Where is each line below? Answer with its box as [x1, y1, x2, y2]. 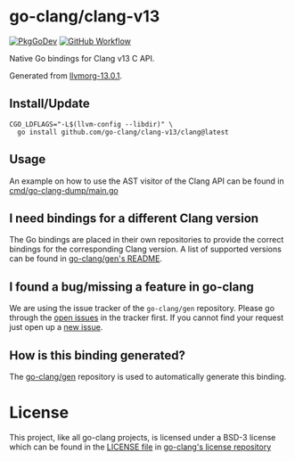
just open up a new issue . [9, 322, 103, 333]
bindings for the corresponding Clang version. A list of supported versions [9, 243, 283, 255]
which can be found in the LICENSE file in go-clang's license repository [9, 441, 272, 452]
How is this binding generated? [9, 348, 185, 363]
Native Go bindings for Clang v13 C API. [9, 53, 155, 63]
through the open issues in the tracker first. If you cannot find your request [9, 312, 283, 323]
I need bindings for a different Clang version [9, 210, 259, 226]
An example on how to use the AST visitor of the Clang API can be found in [9, 176, 284, 186]
